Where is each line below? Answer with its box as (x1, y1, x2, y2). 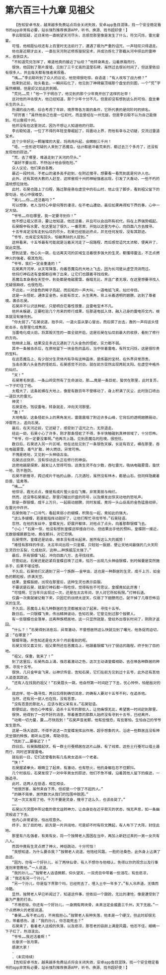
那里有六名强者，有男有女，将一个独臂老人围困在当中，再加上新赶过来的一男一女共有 (11, 833, 160, 838)
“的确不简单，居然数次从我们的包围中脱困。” (11, 792, 88, 797)
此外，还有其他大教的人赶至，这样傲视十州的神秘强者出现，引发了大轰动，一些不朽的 (11, 176, 160, 181)
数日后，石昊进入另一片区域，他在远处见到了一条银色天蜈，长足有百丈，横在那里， (11, 442, 157, 447)
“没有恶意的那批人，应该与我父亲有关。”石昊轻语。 (11, 701, 100, 707)
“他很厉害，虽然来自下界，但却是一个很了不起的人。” (11, 786, 103, 792)
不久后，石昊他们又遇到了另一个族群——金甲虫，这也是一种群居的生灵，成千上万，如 (11, 569, 157, 574)
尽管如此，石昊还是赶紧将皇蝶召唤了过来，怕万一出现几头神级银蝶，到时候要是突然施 (11, 558, 160, 563)
